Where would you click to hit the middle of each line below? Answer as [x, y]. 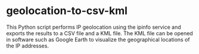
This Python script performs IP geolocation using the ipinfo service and [94, 27]
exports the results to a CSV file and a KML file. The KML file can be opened [100, 33]
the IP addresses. [28, 46]
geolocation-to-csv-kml [67, 11]
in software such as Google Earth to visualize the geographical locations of [98, 39]
